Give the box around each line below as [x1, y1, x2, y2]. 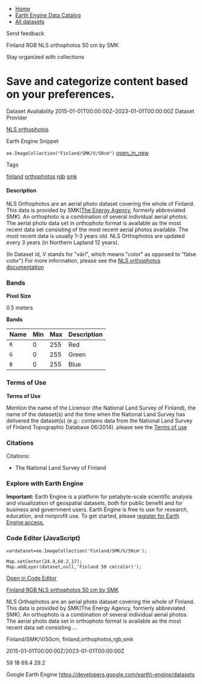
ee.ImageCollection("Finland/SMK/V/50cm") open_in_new [6, 149, 149, 157]
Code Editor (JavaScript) [6, 534, 80, 543]
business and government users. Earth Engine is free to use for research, [6, 506, 189, 513]
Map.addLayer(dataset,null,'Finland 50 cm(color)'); [6, 564, 142, 570]
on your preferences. [6, 87, 115, 101]
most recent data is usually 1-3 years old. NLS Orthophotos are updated [6, 232, 185, 240]
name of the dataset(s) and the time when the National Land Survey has [6, 410, 186, 418]
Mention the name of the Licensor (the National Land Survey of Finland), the [6, 404, 196, 411]
